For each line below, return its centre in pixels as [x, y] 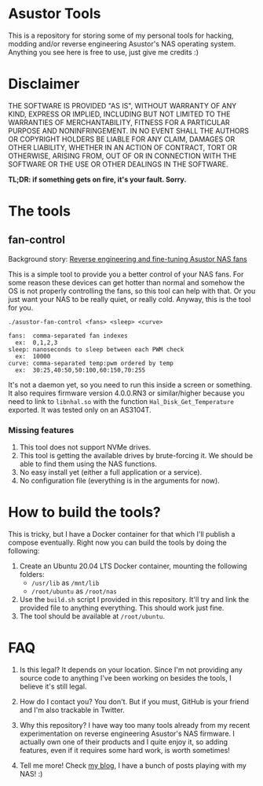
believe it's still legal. [53, 687]
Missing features [41, 430]
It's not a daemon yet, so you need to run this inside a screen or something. [130, 384]
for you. [21, 307]
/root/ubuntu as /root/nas [74, 591]
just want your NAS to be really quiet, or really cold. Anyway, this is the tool [130, 299]
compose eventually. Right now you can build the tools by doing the [118, 542]
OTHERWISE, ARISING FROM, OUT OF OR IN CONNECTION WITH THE [122, 156]
